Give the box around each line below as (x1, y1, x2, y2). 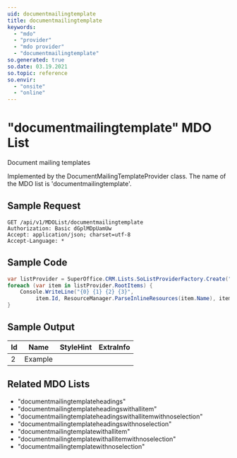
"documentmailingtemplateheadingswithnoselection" (17, 419, 172, 428)
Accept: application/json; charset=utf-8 (7, 231, 131, 238)
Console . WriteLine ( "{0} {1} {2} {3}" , (20, 288, 134, 296)
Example (24, 354, 53, 364)
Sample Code (7, 256, 68, 269)
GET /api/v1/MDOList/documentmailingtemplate (7, 219, 143, 226)
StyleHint (59, 342, 92, 352)
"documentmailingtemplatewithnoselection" (17, 442, 145, 450)
